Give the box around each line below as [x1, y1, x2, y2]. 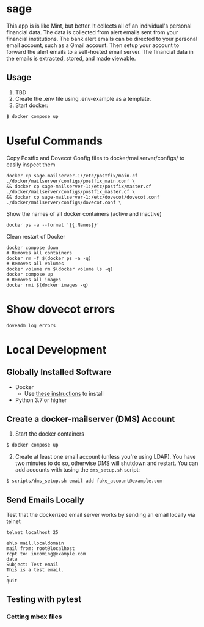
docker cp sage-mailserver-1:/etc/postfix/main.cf [6, 173, 138, 179]
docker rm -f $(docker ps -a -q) [6, 255, 92, 261]
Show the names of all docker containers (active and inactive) [6, 210, 162, 217]
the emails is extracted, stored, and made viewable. [6, 54, 136, 62]
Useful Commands [6, 134, 103, 148]
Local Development [6, 343, 107, 357]
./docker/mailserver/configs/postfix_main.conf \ [6, 178, 136, 184]
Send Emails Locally [6, 495, 84, 505]
